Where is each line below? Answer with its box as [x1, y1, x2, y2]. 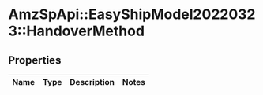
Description [70, 77, 115, 87]
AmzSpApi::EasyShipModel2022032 [8, 5, 256, 24]
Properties [8, 53, 62, 67]
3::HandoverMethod [8, 22, 145, 40]
